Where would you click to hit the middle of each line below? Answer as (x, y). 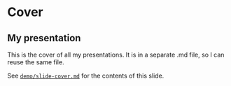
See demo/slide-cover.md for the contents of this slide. (86, 76)
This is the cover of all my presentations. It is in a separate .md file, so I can (116, 55)
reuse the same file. (36, 62)
